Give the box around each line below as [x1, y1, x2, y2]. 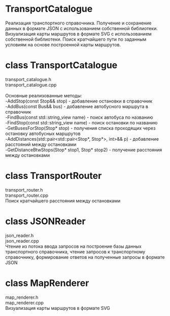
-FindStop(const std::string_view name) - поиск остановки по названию [5, 119, 158, 125]
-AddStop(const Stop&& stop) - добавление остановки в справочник [5, 98, 153, 104]
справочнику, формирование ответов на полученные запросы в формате [5, 254, 165, 260]
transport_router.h [5, 187, 43, 193]
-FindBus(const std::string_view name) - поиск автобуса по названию [5, 114, 153, 120]
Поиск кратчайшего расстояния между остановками [5, 197, 121, 204]
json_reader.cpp [5, 238, 39, 244]
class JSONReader [5, 216, 86, 227]
